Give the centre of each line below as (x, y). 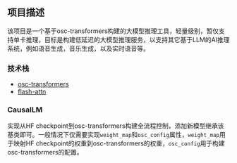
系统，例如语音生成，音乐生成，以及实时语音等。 (78, 48)
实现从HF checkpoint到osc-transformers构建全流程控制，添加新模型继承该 (116, 126)
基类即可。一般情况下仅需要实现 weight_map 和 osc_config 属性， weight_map (114, 135)
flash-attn (32, 92)
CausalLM (25, 110)
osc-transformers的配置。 (45, 152)
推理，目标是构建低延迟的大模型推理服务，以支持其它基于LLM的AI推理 (128, 39)
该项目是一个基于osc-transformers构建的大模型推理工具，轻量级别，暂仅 (113, 31)
